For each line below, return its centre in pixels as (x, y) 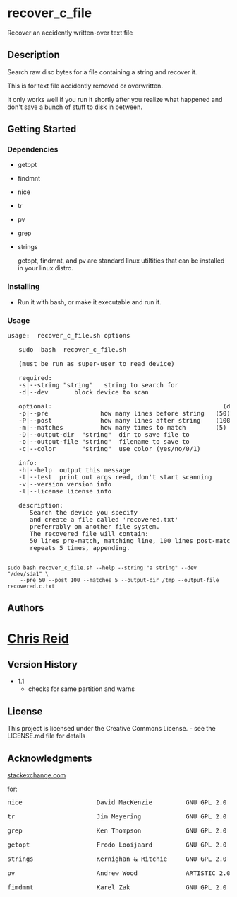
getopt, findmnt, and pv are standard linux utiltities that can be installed (121, 261)
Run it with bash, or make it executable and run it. (89, 302)
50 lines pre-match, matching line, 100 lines (111, 541)
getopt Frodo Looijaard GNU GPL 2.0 (117, 845)
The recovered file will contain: (89, 534)
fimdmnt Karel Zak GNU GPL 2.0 (117, 887)
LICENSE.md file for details (47, 736)
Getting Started (42, 129)
